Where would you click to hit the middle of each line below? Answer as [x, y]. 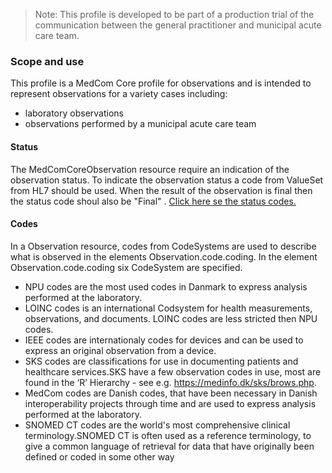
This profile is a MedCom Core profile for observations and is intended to [161, 83]
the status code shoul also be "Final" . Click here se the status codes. [153, 201]
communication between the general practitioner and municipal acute [178, 25]
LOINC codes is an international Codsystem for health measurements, [168, 308]
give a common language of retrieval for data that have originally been [169, 446]
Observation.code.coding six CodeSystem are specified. [126, 267]
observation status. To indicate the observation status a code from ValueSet [167, 180]
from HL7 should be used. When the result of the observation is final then [161, 190]
